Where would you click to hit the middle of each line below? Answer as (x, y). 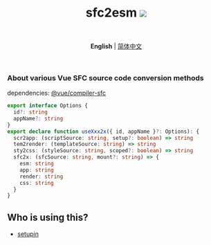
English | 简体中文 (116, 46)
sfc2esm (111, 13)
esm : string (37, 164)
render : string (42, 176)
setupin (28, 234)
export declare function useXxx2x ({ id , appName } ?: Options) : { (103, 131)
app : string (37, 170)
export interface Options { (48, 106)
